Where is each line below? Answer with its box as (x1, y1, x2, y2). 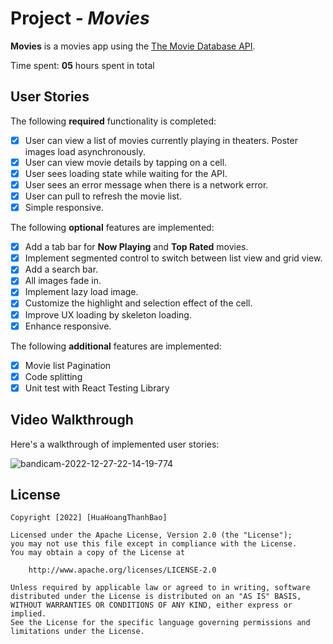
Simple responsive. (24, 202, 104, 214)
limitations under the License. (10, 627, 145, 637)
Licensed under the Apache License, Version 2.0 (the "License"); (10, 530, 293, 541)
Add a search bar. (24, 263, 99, 276)
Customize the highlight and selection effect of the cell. (24, 297, 253, 309)
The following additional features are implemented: (10, 340, 222, 352)
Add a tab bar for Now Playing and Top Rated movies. (24, 241, 249, 253)
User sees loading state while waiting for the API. (24, 167, 228, 179)
